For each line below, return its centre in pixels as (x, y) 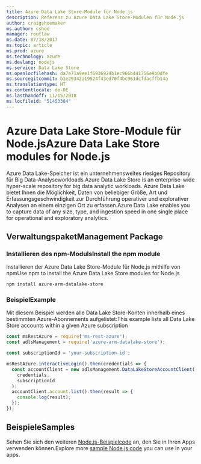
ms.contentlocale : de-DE (37, 90)
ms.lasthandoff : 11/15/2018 (42, 96)
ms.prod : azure (25, 51)
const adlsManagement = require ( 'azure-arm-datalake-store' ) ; (86, 342)
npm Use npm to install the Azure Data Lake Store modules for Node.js (93, 273)
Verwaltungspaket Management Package (85, 237)
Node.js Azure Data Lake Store (83, 143)
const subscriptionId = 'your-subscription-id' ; (68, 353)
